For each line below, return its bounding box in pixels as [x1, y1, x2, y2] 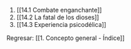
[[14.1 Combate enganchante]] [16, 6, 102, 14]
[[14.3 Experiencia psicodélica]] [16, 21, 107, 28]
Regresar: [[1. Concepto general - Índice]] [6, 34, 125, 42]
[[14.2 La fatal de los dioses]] [16, 13, 99, 21]
